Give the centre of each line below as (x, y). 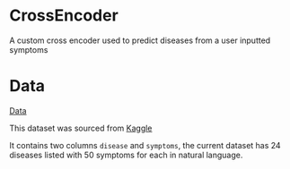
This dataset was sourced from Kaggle (81, 128)
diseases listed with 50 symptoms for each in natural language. (126, 155)
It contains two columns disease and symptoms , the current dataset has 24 (145, 145)
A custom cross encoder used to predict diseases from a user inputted (140, 40)
